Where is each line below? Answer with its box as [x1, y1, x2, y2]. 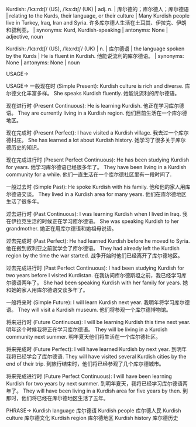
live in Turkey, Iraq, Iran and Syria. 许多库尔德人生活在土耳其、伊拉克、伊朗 [6, 19, 187, 26]
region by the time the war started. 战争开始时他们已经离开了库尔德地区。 [6, 252, 183, 259]
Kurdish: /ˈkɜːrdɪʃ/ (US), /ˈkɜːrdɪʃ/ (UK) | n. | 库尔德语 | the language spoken [6, 45, 185, 52]
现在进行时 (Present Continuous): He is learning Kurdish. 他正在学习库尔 [6, 102, 180, 109]
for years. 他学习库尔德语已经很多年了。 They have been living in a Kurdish [6, 164, 187, 170]
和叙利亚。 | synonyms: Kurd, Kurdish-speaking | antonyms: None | [6, 26, 169, 33]
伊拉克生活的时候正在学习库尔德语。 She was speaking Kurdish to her [11, 218, 180, 225]
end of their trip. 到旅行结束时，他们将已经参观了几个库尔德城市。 [6, 360, 164, 367]
